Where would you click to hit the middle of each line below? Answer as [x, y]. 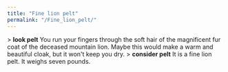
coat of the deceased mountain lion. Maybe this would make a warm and [110, 47]
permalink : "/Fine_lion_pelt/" [52, 20]
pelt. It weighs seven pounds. [49, 61]
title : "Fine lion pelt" [43, 13]
